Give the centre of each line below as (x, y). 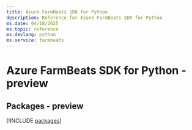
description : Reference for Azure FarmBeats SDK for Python (85, 18)
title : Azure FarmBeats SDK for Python (57, 12)
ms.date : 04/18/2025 (33, 23)
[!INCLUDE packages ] (34, 121)
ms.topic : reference (33, 29)
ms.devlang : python (31, 35)
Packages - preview (45, 106)
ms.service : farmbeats (35, 40)
